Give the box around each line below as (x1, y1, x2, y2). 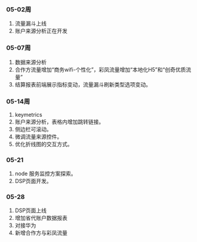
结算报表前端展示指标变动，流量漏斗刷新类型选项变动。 (14, 80, 151, 88)
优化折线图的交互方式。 (14, 140, 73, 147)
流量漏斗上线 (14, 20, 47, 27)
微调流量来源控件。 (14, 133, 63, 140)
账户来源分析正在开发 (14, 27, 67, 35)
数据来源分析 (14, 58, 47, 66)
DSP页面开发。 (14, 178, 52, 185)
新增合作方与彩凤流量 (14, 229, 67, 237)
